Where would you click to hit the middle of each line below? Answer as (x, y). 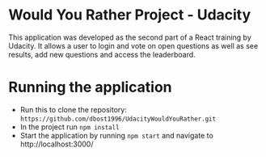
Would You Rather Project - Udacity (130, 15)
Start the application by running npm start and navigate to (117, 135)
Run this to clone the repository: (73, 109)
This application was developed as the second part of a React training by (130, 37)
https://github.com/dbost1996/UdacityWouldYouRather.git (118, 119)
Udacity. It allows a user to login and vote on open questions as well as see (133, 45)
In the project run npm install (70, 126)
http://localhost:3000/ (57, 144)
